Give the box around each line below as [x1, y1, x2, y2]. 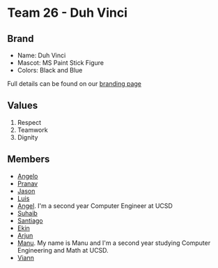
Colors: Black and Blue [17, 66, 83, 74]
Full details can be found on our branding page [7, 80, 141, 88]
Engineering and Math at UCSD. [17, 246, 109, 254]
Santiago [17, 216, 43, 225]
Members [7, 154, 50, 165]
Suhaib [17, 209, 38, 217]
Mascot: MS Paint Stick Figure [17, 59, 104, 67]
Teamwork [17, 126, 48, 134]
